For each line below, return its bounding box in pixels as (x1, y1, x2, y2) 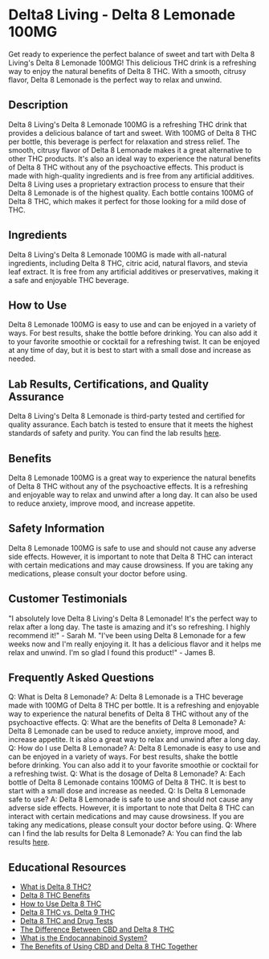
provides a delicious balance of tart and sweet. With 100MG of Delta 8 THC (8, 128, 257, 137)
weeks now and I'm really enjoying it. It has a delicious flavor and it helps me (8, 639, 262, 649)
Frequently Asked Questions (8, 671, 155, 685)
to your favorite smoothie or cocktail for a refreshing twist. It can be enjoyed (8, 337, 260, 346)
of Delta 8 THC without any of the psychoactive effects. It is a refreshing (8, 482, 249, 491)
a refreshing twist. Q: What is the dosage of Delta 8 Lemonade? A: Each (8, 769, 246, 779)
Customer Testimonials (8, 592, 128, 606)
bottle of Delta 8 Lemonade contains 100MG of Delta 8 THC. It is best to (8, 777, 247, 787)
